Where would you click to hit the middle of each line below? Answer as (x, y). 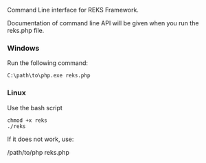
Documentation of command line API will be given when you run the (103, 23)
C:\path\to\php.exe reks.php (49, 76)
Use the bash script (35, 108)
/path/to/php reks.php (38, 152)
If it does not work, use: (41, 139)
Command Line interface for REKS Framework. (73, 10)
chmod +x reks (27, 120)
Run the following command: (47, 63)
